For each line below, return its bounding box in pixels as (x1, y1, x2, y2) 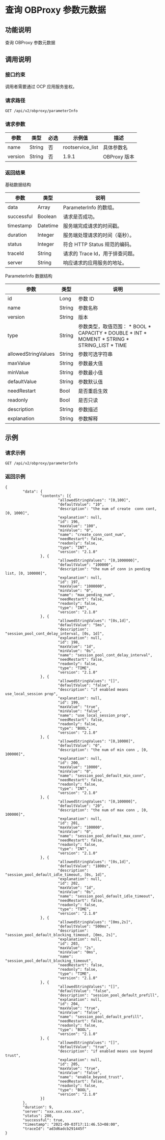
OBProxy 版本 (103, 154, 135, 160)
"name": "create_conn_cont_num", (57, 532, 126, 537)
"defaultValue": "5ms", (57, 622, 107, 627)
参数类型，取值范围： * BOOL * (78, 323, 151, 330)
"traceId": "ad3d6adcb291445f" (23, 1126, 87, 1131)
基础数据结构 (5, 182, 31, 187)
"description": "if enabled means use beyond (57, 1048, 153, 1053)
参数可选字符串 (78, 350, 113, 357)
